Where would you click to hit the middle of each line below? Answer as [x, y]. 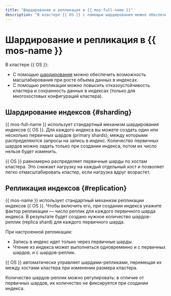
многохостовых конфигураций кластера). [58, 96]
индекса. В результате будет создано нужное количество [68, 217]
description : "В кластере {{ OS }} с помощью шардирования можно [76, 15]
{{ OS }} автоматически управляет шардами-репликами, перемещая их [83, 262]
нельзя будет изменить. [31, 152]
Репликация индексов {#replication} [66, 188]
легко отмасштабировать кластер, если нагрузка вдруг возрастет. [78, 172]
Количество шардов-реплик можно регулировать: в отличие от [75, 278]
